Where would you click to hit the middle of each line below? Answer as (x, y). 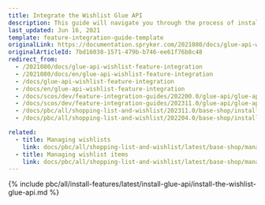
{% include (26, 184)
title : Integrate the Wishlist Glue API (76, 15)
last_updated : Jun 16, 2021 (54, 30)
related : (22, 132)
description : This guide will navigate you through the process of (121, 23)
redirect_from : (33, 60)
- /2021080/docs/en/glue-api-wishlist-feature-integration (114, 74)
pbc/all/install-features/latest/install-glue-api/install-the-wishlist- (151, 184)
